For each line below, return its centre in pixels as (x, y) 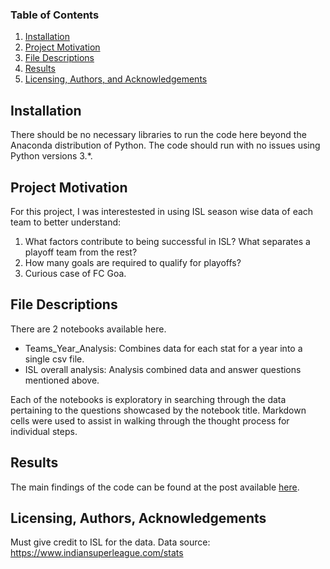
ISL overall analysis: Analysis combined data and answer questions (163, 369)
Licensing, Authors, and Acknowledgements (116, 79)
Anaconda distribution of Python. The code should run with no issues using (165, 145)
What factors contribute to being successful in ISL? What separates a (167, 241)
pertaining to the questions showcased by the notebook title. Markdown (158, 410)
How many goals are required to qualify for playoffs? (133, 262)
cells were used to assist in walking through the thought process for (150, 420)
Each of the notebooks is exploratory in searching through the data (148, 399)
